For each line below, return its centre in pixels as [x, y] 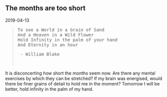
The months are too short [45, 8]
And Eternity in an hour [48, 45]
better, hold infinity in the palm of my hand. [49, 89]
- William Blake [40, 54]
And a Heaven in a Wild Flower [56, 35]
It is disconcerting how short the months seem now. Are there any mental [80, 73]
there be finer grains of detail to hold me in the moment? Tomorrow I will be [83, 83]
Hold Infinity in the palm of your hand [68, 40]
